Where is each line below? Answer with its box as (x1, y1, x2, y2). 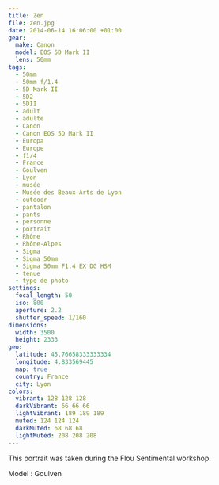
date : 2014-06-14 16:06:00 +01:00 (8, 26, 123, 34)
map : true (15, 365, 47, 373)
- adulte (15, 115, 44, 123)
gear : (8, 33, 26, 42)
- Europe (15, 144, 44, 152)
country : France (15, 372, 69, 380)
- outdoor (15, 196, 47, 204)
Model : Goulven (8, 468, 62, 478)
